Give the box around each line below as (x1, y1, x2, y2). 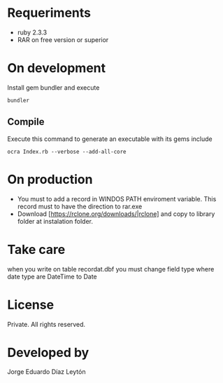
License (7, 297, 55, 313)
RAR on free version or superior (17, 35, 109, 43)
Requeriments (7, 5, 91, 21)
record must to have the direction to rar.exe (17, 202, 143, 210)
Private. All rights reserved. (7, 320, 86, 328)
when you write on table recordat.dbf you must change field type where (7, 264, 215, 273)
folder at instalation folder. (17, 217, 93, 225)
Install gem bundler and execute (7, 83, 100, 92)
